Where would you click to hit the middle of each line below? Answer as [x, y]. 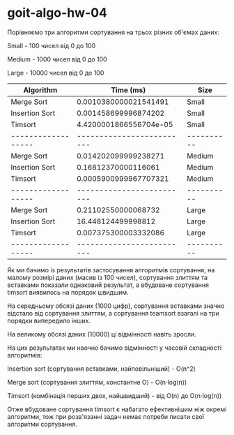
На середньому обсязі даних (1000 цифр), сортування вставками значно [116, 306]
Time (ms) [128, 90]
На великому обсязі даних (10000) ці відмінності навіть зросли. [102, 334]
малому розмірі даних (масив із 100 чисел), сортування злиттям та [107, 277]
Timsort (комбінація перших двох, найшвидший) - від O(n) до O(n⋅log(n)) [115, 395]
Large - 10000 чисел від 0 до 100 [56, 73]
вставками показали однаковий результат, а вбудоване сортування [108, 285]
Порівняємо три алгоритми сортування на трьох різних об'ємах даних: [113, 32]
